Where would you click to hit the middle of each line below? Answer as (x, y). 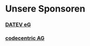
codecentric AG (25, 38)
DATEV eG (18, 25)
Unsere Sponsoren (45, 9)
